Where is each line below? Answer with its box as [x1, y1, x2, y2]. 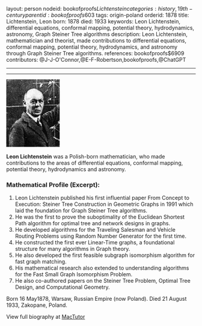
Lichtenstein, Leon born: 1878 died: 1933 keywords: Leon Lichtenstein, [6, 18, 180, 25]
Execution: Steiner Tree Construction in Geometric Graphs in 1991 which [14, 201, 194, 208]
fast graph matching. [14, 258, 67, 265]
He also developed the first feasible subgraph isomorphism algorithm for [14, 252, 195, 259]
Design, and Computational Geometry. [14, 283, 110, 291]
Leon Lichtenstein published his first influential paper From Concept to [14, 195, 189, 202]
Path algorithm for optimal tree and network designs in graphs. [14, 220, 170, 227]
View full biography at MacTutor [6, 313, 85, 321]
